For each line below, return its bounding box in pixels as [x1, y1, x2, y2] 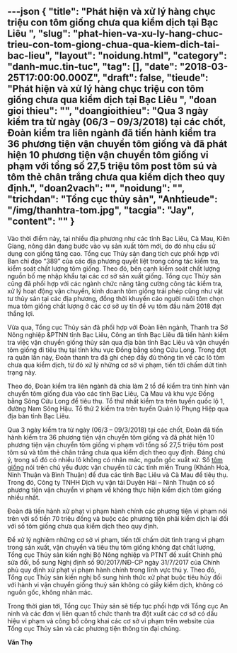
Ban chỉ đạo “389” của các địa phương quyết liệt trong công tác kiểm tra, [7, 257, 221, 265]
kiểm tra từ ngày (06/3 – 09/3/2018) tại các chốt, [7, 116, 226, 128]
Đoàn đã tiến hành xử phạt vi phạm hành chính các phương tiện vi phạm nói [7, 507, 228, 515]
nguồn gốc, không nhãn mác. [7, 588, 93, 596]
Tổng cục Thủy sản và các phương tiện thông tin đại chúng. [7, 624, 181, 633]
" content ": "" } [7, 216, 75, 228]
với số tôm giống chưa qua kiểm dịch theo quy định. [7, 522, 159, 530]
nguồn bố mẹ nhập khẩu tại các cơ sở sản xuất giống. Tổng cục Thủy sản [7, 271, 221, 280]
